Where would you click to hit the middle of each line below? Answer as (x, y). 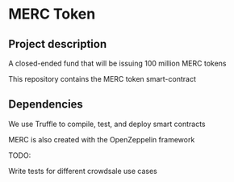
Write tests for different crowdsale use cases (83, 171)
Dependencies (46, 105)
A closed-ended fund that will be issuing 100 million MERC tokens (117, 63)
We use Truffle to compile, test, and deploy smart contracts (107, 124)
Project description (58, 44)
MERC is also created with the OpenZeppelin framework (102, 139)
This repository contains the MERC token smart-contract (102, 79)
